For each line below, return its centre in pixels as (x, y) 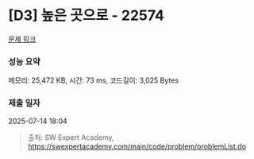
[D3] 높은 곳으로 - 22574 (87, 16)
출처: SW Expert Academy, (71, 137)
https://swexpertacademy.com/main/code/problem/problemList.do (137, 146)
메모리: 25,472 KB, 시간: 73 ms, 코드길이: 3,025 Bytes (94, 80)
